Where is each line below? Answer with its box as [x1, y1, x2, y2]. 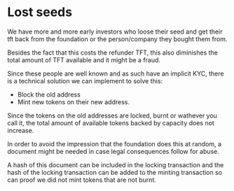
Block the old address [17, 90, 81, 99]
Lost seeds [7, 4, 72, 20]
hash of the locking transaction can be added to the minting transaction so [7, 168, 223, 176]
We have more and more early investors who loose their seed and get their [7, 27, 223, 36]
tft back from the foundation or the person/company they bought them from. [7, 34, 228, 43]
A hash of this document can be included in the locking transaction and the [7, 160, 224, 169]
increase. [7, 126, 34, 134]
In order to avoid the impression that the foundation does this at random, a [7, 139, 222, 148]
